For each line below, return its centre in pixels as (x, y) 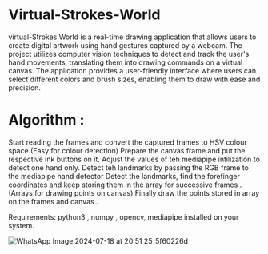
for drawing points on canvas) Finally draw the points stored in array (147, 192)
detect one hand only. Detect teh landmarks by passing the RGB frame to (129, 167)
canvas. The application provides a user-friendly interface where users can (132, 70)
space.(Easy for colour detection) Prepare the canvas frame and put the (127, 150)
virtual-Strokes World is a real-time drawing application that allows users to (132, 37)
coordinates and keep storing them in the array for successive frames (123, 185)
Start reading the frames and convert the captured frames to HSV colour (128, 142)
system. (21, 225)
